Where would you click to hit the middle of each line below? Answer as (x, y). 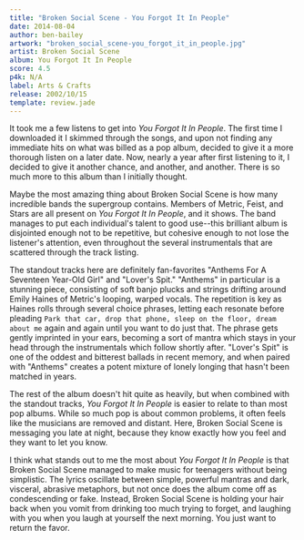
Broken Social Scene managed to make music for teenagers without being (148, 470)
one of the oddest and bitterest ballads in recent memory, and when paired (150, 357)
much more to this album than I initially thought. (99, 177)
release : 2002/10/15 (49, 94)
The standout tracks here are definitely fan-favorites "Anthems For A (138, 270)
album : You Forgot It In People (71, 60)
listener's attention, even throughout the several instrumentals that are (141, 243)
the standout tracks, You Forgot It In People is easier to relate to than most (149, 404)
